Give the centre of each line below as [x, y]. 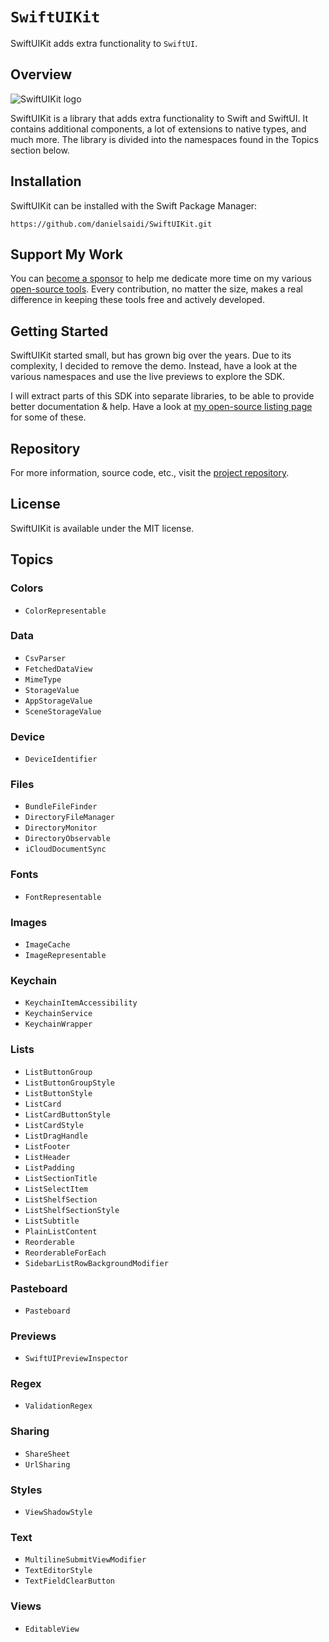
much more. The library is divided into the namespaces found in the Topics [164, 139]
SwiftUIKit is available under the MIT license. [102, 528]
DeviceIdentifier [61, 759]
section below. [40, 150]
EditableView [52, 1629]
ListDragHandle [56, 1136]
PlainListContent [61, 1231]
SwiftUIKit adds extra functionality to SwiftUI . [104, 43]
